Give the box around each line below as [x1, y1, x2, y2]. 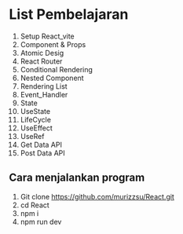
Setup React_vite [20, 31, 75, 41]
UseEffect [20, 123, 53, 133]
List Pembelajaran [9, 5, 129, 24]
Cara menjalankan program [9, 171, 145, 185]
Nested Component [20, 73, 85, 82]
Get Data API [20, 140, 62, 149]
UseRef [20, 131, 45, 141]
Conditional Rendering [20, 64, 93, 74]
